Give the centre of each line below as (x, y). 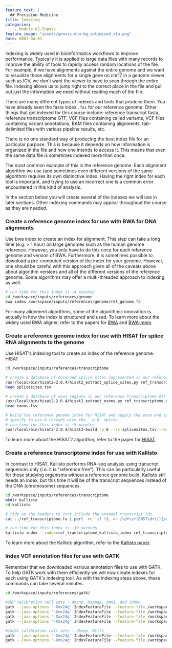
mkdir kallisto (21, 500)
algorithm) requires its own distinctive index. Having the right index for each (85, 176)
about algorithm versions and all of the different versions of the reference (83, 272)
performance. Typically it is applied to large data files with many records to (84, 59)
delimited (15, 129)
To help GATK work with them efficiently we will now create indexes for (80, 573)
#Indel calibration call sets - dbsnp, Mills (55, 631)
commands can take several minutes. (45, 584)
